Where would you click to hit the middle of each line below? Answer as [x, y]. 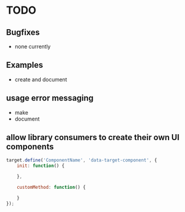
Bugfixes [23, 32]
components [30, 147]
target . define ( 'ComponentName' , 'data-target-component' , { [82, 160]
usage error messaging [50, 98]
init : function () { [41, 166]
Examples [25, 65]
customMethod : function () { [51, 188]
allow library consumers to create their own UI [93, 137]
